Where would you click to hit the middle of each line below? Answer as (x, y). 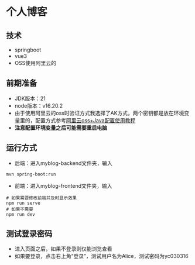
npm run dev (20, 214)
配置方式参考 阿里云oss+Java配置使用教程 (85, 120)
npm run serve (23, 203)
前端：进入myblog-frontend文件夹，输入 (63, 185)
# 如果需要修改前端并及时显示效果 (42, 198)
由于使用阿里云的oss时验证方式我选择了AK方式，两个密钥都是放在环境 (99, 113)
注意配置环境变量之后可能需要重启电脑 (61, 128)
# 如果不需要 (20, 209)
